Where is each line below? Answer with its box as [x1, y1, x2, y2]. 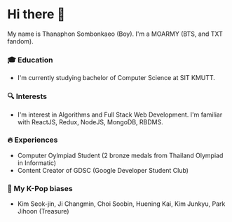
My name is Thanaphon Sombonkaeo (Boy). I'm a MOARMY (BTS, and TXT [7, 30, 223, 38]
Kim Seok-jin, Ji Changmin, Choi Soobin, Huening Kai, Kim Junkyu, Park [17, 200, 226, 208]
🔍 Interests [7, 91, 48, 101]
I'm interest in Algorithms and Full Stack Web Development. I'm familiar [17, 110, 223, 119]
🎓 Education [7, 55, 53, 65]
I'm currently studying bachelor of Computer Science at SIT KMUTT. [17, 74, 216, 82]
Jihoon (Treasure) [17, 207, 69, 216]
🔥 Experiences [7, 135, 58, 145]
